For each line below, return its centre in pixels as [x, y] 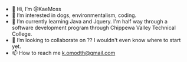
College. [22, 34]
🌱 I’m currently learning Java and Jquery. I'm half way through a [90, 21]
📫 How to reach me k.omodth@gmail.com [63, 53]
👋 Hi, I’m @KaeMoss [36, 9]
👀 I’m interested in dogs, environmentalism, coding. [74, 15]
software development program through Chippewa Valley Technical [93, 27]
